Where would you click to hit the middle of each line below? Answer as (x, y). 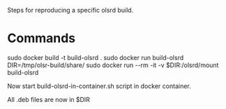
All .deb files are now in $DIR (49, 99)
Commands (42, 38)
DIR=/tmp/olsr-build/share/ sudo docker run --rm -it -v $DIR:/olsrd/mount (113, 65)
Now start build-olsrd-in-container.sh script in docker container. (99, 86)
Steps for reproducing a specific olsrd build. (70, 10)
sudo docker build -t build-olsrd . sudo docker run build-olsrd (96, 57)
